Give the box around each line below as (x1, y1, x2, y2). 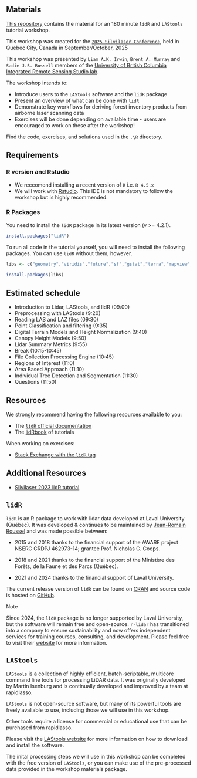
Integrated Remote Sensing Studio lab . (6, 67, 99, 75)
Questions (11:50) (14, 378, 57, 385)
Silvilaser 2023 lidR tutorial (14, 483, 80, 491)
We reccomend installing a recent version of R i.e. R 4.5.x (14, 181, 154, 188)
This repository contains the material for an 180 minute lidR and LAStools (6, 20, 183, 27)
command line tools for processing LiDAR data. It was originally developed (6, 676, 186, 684)
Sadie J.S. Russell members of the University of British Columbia (6, 62, 167, 69)
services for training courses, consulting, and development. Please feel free (6, 633, 189, 640)
